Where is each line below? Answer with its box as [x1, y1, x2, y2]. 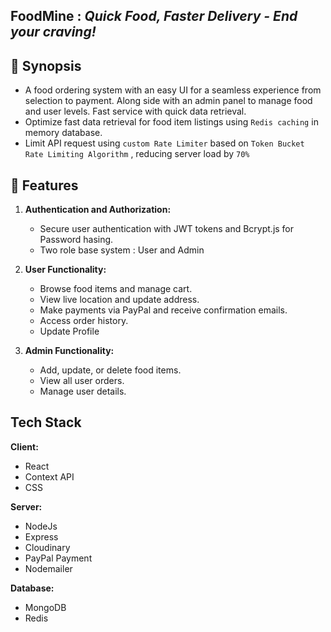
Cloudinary [24, 541, 71, 553]
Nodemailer [24, 562, 73, 574]
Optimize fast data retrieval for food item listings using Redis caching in [24, 116, 319, 128]
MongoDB [24, 601, 67, 613]
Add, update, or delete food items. [39, 364, 182, 376]
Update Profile [39, 325, 100, 338]
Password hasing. [39, 234, 114, 246]
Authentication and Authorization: [24, 204, 172, 216]
